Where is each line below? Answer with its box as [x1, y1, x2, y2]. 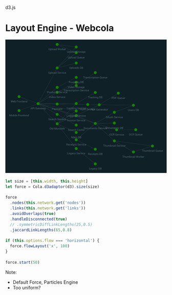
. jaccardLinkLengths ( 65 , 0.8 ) [10, 227, 72, 232]
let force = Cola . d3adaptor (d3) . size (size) [5, 184, 100, 189]
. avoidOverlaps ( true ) [10, 211, 56, 217]
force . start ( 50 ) [5, 260, 40, 265]
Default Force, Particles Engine [12, 279, 78, 285]
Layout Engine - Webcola [5, 23, 114, 34]
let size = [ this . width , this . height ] [5, 179, 88, 184]
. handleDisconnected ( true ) [10, 217, 68, 222]
